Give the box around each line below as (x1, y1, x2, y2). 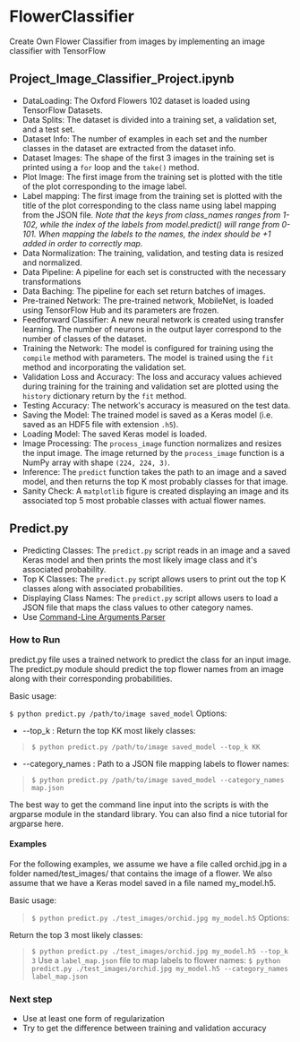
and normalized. (21, 257, 82, 268)
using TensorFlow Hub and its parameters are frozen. (21, 305, 219, 315)
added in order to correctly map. (21, 237, 143, 248)
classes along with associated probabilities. (21, 582, 184, 593)
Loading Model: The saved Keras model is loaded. (21, 428, 208, 439)
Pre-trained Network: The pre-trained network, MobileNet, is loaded (21, 295, 274, 306)
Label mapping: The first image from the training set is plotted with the (21, 190, 283, 201)
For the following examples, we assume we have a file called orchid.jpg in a (9, 858, 287, 870)
